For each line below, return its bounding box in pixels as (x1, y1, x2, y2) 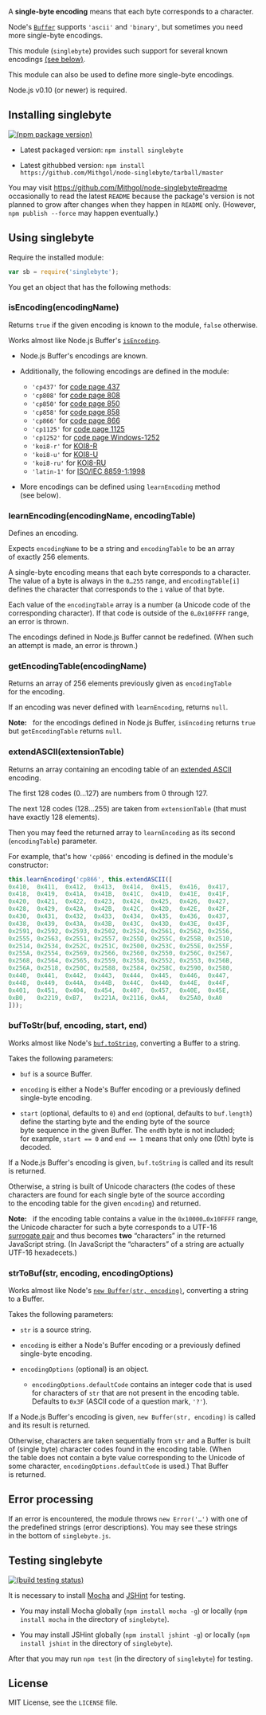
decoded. (19, 1142, 52, 1151)
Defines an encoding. (8, 529, 79, 538)
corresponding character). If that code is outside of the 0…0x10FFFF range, (8, 608, 249, 618)
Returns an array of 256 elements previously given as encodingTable (8, 678, 233, 688)
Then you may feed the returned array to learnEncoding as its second (8, 827, 236, 837)
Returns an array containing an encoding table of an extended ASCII (8, 764, 233, 774)
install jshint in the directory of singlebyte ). (19, 1638, 174, 1647)
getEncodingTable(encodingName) (8, 661, 147, 672)
